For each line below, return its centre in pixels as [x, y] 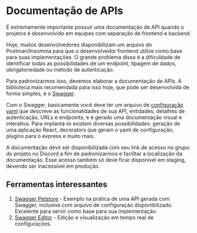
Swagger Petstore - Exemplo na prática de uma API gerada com [92, 198]
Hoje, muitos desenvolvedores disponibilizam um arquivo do [79, 45]
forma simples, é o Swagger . [41, 93]
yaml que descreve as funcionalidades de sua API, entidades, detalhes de [96, 111]
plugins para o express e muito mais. [51, 136]
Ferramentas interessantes [57, 185]
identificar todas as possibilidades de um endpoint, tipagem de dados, [91, 63]
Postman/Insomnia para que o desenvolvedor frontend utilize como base [94, 50]
